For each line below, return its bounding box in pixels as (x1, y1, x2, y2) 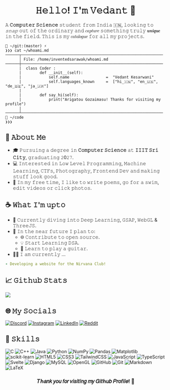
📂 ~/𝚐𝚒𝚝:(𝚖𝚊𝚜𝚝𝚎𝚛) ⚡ (5, 43, 47, 48)
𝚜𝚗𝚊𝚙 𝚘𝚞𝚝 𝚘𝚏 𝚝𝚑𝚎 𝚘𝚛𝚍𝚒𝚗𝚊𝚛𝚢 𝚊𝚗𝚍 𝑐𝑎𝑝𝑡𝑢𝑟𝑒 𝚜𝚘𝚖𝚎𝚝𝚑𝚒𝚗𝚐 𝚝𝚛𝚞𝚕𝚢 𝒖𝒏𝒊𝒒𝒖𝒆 (5, 28, 160, 34)
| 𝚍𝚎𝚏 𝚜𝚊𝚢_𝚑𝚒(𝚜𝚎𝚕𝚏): (18, 92, 79, 97)
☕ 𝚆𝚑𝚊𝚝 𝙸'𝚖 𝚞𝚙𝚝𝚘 (5, 201, 65, 210)
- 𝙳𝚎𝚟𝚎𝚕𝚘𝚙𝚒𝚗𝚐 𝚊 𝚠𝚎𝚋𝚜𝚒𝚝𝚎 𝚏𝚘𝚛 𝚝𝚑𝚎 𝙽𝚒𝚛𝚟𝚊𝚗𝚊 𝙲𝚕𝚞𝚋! (5, 261, 106, 267)
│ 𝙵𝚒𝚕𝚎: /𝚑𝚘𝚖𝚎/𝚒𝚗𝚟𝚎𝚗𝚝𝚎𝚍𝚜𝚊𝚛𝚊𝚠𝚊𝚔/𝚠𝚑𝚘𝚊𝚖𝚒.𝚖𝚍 (18, 57, 109, 62)
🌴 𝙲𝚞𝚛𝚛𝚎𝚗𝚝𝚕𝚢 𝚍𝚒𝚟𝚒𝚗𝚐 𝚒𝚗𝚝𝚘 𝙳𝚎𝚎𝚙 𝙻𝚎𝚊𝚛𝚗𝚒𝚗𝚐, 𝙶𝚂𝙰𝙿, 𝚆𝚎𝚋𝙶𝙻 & (12, 217, 158, 223)
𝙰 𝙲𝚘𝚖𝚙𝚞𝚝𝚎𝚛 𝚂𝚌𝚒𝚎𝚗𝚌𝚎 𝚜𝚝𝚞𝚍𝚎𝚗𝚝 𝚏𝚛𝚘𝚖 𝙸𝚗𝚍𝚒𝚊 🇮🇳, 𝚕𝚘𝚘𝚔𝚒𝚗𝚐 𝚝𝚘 (5, 21, 154, 28)
